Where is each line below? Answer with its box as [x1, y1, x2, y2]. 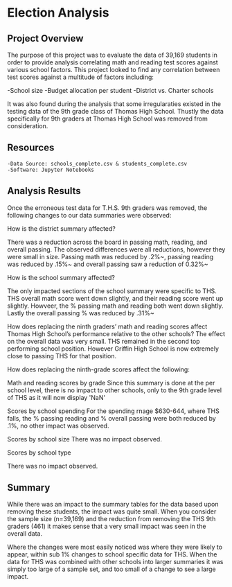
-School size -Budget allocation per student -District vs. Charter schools [7, 87, 214, 94]
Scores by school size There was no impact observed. [7, 435, 163, 443]
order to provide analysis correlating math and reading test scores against [7, 58, 218, 67]
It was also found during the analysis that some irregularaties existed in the [7, 100, 222, 108]
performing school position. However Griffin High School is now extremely [7, 344, 220, 353]
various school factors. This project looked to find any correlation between [7, 66, 220, 73]
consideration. [7, 122, 48, 130]
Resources [7, 142, 55, 154]
